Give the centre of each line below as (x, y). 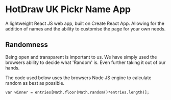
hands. (13, 68)
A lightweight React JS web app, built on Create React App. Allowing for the (85, 23)
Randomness (27, 45)
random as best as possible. (35, 83)
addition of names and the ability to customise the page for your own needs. (86, 28)
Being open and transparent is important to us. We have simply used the (81, 57)
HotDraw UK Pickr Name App (68, 9)
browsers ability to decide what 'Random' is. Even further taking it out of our (86, 62)
